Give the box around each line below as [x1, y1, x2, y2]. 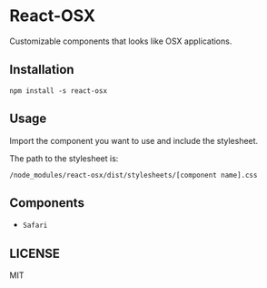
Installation [9, 62, 74, 77]
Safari [22, 221, 48, 231]
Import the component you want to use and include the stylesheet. [9, 135, 259, 146]
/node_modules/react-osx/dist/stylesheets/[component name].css [9, 170, 258, 180]
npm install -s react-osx [9, 86, 107, 96]
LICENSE [9, 245, 61, 261]
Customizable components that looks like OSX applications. [9, 36, 232, 46]
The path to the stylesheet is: [9, 152, 119, 164]
